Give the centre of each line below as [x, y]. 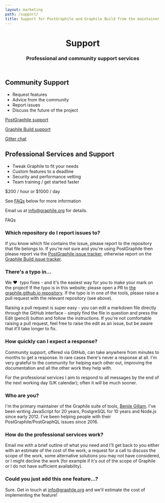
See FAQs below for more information [43, 201]
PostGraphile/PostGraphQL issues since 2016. [52, 422]
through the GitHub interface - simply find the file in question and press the [81, 313]
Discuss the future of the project [45, 110]
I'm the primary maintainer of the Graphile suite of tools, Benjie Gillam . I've [81, 406]
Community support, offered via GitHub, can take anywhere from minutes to [82, 352]
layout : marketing [24, 10]
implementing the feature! [31, 495]
